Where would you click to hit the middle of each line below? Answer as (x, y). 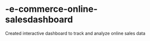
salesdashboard (39, 20)
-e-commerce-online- (51, 9)
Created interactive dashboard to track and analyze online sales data (75, 33)
